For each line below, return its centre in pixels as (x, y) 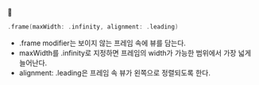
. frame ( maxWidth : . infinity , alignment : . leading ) (93, 27)
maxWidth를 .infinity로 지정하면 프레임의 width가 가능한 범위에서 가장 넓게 (135, 52)
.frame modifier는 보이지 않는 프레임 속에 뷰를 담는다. (102, 43)
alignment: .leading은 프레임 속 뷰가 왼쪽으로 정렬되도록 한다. (115, 72)
